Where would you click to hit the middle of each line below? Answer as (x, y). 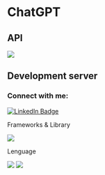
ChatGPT (34, 12)
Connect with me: (38, 96)
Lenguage (22, 151)
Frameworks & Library (39, 124)
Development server (52, 76)
